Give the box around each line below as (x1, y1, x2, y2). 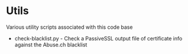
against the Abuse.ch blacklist (14, 41, 88, 48)
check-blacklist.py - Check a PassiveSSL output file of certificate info (14, 35, 183, 42)
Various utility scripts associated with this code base (6, 23, 133, 31)
